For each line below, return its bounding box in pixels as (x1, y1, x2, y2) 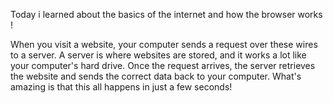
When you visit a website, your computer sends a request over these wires (10, 39, 318, 50)
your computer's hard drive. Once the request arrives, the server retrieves (10, 60, 316, 71)
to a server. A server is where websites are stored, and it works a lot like (10, 49, 307, 61)
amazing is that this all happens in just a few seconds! (10, 81, 233, 93)
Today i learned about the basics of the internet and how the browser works (10, 9, 323, 20)
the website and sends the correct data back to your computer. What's (10, 70, 302, 82)
